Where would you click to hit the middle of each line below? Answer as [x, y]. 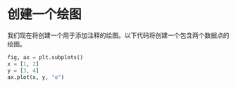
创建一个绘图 [45, 14]
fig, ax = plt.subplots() [45, 57]
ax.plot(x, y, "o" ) [36, 77]
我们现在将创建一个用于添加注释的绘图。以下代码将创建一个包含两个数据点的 [118, 35]
